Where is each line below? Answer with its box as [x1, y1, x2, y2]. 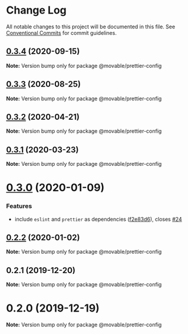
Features [6, 202, 32, 210]
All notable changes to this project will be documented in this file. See [6, 23, 176, 30]
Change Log [6, 4, 67, 17]
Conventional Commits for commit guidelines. [6, 29, 117, 36]
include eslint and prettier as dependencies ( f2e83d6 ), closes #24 [14, 215, 182, 222]
